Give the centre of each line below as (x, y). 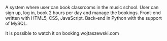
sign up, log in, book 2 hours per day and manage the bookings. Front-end (83, 13)
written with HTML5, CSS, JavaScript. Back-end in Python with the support (83, 18)
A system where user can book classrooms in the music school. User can (82, 7)
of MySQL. (16, 23)
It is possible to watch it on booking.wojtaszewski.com (62, 33)
